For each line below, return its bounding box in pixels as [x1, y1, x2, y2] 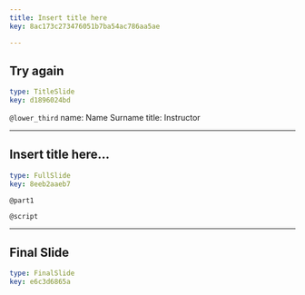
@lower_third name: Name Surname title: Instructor [9, 113, 202, 123]
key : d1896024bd [9, 96, 71, 105]
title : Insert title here [9, 13, 107, 23]
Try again [9, 63, 64, 78]
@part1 [9, 196, 34, 205]
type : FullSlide [9, 171, 71, 180]
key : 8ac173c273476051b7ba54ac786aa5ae [9, 22, 161, 31]
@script [9, 211, 39, 221]
